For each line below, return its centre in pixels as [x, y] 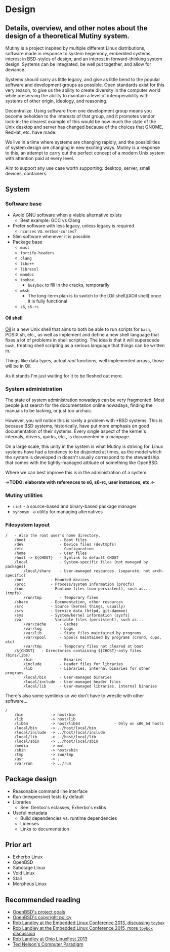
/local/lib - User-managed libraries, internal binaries [90, 686]
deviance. [16, 70]
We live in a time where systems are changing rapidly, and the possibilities [83, 142]
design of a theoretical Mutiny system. [68, 36]
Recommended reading [43, 900]
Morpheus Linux [30, 884]
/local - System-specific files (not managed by [81, 562]
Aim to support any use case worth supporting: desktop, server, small [78, 168]
